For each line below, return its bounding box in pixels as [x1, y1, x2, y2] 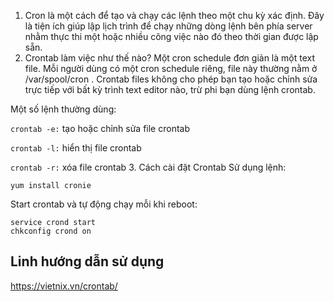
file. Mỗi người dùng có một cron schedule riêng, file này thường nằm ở [24, 63, 318, 74]
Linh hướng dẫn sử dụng [10, 253, 165, 270]
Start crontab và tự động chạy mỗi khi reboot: [10, 198, 198, 210]
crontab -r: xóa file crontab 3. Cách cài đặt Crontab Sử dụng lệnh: [10, 161, 287, 173]
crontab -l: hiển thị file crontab [10, 142, 142, 154]
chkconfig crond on [10, 226, 92, 236]
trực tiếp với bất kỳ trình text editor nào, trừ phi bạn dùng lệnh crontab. [24, 84, 316, 95]
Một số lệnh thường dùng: [10, 103, 117, 115]
